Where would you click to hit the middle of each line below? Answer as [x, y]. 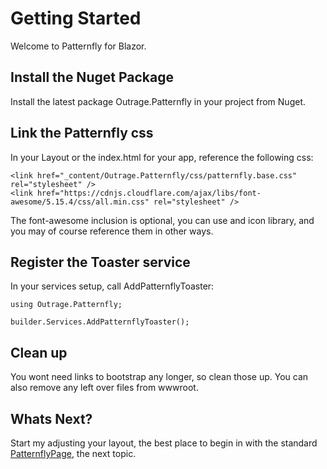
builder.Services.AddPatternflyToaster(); [100, 322]
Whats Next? [51, 418]
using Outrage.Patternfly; [66, 305]
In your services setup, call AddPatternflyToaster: [112, 286]
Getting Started [76, 18]
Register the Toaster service [100, 262]
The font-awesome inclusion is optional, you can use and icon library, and [162, 220]
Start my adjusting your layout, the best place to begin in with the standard [164, 443]
